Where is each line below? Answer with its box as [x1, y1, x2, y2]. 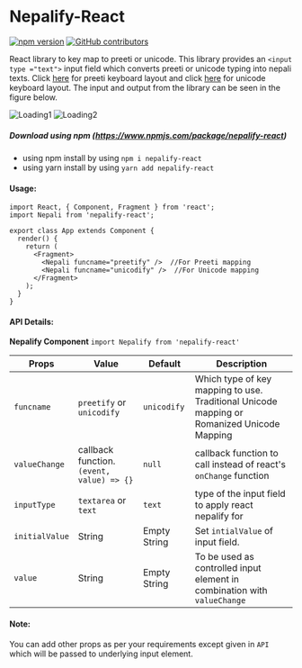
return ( [25, 242, 58, 251]
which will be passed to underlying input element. [9, 648, 193, 659]
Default [147, 357, 182, 370]
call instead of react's [194, 458, 286, 471]
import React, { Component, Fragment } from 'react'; [9, 203, 216, 212]
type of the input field [194, 488, 286, 501]
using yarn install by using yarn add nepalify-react [22, 162, 214, 173]
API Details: [9, 316, 54, 327]
